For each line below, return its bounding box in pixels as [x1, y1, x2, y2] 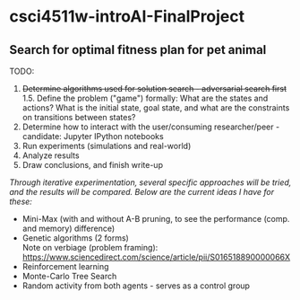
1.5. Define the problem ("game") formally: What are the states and [21, 93, 269, 103]
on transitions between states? [21, 112, 136, 122]
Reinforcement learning [21, 261, 109, 271]
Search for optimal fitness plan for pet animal [9, 42, 267, 57]
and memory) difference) [21, 223, 116, 234]
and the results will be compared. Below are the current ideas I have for [9, 187, 275, 197]
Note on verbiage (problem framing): [21, 243, 159, 252]
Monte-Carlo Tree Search [21, 271, 117, 281]
